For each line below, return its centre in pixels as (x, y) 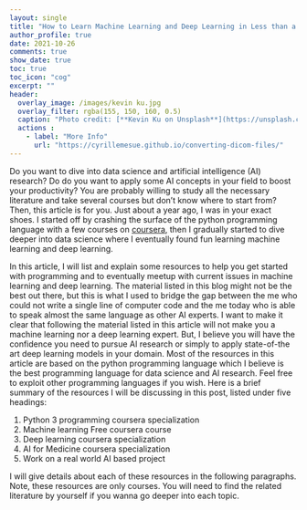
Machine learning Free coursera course (97, 429)
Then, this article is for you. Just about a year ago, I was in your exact (141, 210)
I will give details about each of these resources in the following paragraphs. (153, 476)
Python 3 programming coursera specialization (111, 420)
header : (24, 94)
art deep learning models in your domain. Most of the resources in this (142, 353)
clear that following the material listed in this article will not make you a (143, 324)
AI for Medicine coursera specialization (96, 449)
